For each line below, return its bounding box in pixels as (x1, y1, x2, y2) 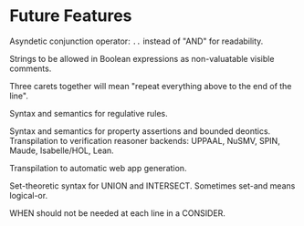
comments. (9, 63, 52, 74)
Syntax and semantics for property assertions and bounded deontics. (9, 125, 271, 137)
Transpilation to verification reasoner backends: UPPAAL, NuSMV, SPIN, (9, 135, 280, 146)
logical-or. (9, 190, 48, 200)
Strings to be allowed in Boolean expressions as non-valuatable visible (9, 53, 275, 64)
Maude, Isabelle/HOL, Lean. (9, 145, 114, 156)
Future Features (9, 5, 132, 26)
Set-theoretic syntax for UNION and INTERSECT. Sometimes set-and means (9, 180, 296, 191)
